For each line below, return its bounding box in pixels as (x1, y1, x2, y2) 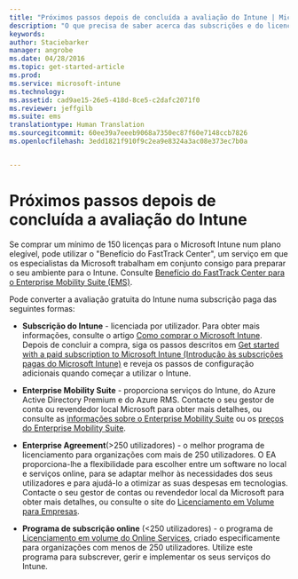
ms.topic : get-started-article (9, 63, 125, 72)
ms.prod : (9, 71, 42, 80)
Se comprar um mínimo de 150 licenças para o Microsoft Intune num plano (9, 239, 281, 250)
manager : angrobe (9, 46, 74, 55)
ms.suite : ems (9, 112, 62, 121)
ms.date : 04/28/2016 (9, 54, 86, 63)
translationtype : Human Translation (9, 121, 145, 130)
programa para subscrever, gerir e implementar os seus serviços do (21, 551, 271, 562)
